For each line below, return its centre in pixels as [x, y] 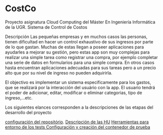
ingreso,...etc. [19, 97]
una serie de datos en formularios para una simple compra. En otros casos [80, 62]
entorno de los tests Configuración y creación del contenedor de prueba [78, 127]
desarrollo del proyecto [28, 112]
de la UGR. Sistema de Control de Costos [46, 27]
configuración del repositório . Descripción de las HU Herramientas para [77, 122]
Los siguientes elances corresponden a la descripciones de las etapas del [79, 107]
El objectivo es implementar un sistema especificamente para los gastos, [78, 82]
